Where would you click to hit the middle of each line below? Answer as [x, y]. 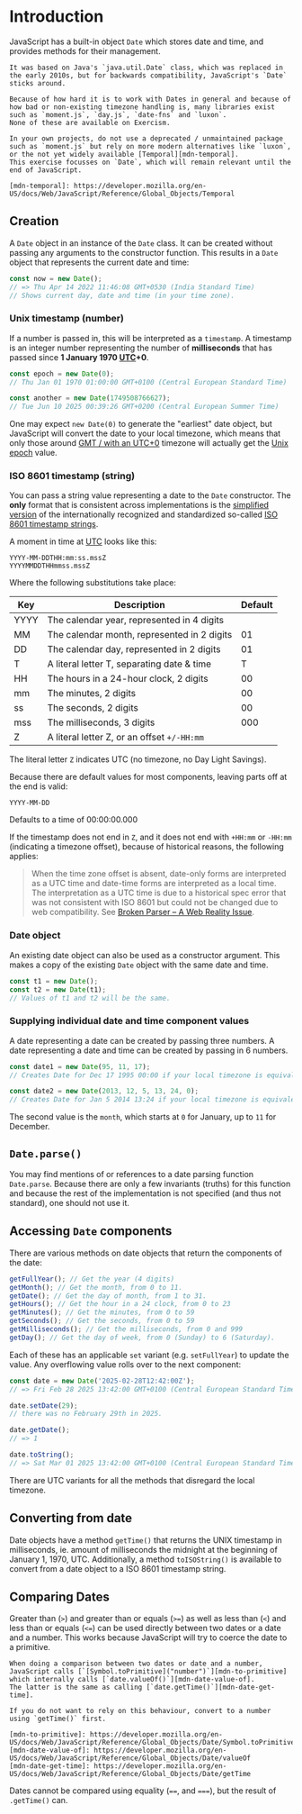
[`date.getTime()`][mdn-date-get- [211, 1687]
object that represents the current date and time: [99, 262]
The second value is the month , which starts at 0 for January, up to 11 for [143, 1117]
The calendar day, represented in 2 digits [134, 649]
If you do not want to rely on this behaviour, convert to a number [140, 1711]
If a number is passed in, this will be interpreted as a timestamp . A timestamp [151, 338]
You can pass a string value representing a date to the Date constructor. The [150, 495]
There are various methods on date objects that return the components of [146, 1253]
